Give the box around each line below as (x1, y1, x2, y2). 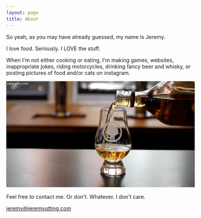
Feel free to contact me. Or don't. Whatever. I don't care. (6, 193, 145, 201)
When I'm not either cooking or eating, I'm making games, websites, (6, 56, 174, 63)
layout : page (6, 10, 39, 16)
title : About (6, 16, 39, 22)
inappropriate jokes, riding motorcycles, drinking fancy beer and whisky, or (6, 63, 191, 70)
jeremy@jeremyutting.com (6, 205, 72, 212)
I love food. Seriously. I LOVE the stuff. (6, 45, 100, 52)
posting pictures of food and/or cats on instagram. (6, 69, 130, 76)
